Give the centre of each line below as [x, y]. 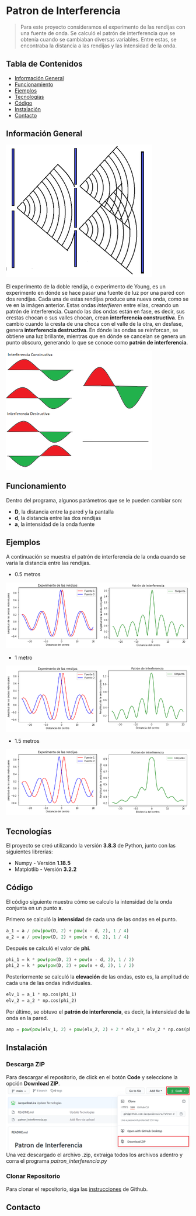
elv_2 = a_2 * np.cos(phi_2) [41, 1001]
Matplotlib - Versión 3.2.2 [45, 869]
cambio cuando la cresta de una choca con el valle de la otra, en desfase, [95, 323]
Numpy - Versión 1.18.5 [43, 863]
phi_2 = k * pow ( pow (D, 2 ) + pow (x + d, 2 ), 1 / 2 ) [70, 966]
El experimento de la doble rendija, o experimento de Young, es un [86, 286]
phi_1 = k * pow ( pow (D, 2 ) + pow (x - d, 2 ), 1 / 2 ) [70, 960]
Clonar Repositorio [33, 1176]
